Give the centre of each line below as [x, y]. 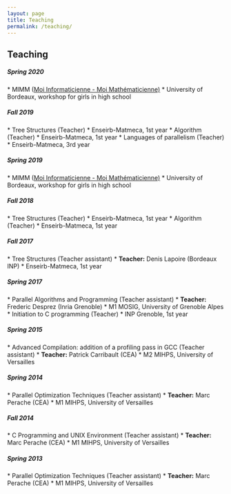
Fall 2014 [21, 418]
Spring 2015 [25, 330]
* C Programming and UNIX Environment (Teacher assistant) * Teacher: [109, 435]
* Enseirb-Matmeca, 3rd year [49, 144]
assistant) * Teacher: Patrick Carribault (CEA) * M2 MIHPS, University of [110, 354]
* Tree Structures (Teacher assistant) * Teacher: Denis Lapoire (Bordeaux [112, 259]
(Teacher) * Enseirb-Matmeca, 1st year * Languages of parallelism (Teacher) [116, 137]
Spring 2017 [25, 282]
